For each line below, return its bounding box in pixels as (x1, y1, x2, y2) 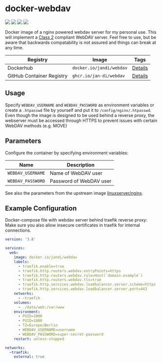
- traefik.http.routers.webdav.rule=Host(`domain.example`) (18, 273, 143, 278)
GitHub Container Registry (7, 72, 68, 79)
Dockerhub (7, 64, 33, 71)
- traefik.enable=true (18, 264, 64, 269)
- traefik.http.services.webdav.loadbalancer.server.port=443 (18, 286, 147, 292)
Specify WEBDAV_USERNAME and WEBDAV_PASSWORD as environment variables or (5, 102, 155, 108)
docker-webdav (5, 3, 71, 14)
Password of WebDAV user (49, 178, 112, 184)
